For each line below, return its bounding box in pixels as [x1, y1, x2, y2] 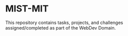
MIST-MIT [5, 3, 49, 14]
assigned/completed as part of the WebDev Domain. [5, 24, 116, 30]
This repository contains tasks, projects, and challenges [5, 19, 123, 25]
